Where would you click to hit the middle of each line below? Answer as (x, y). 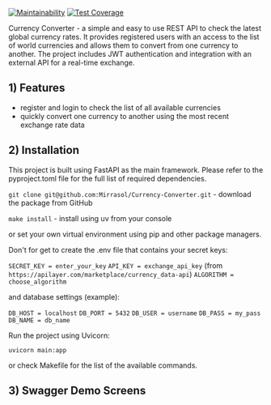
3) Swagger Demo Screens (77, 391)
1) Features (37, 88)
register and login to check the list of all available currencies (120, 107)
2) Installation (44, 150)
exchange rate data (52, 125)
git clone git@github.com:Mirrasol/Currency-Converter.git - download (130, 194)
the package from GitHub (51, 202)
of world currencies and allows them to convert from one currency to (123, 45)
